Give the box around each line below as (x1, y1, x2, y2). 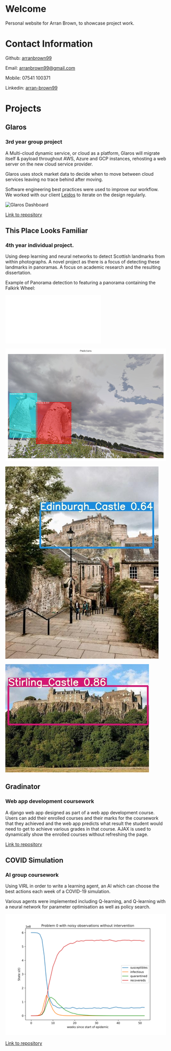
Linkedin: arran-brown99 (5, 85, 58, 91)
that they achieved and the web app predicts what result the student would (5, 820, 163, 827)
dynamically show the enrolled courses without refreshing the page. (5, 831, 149, 837)
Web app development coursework (5, 798, 94, 805)
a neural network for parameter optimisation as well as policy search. (5, 904, 151, 910)
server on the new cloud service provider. (5, 161, 93, 167)
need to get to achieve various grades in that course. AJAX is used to (5, 826, 151, 832)
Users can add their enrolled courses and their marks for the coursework (5, 815, 159, 821)
